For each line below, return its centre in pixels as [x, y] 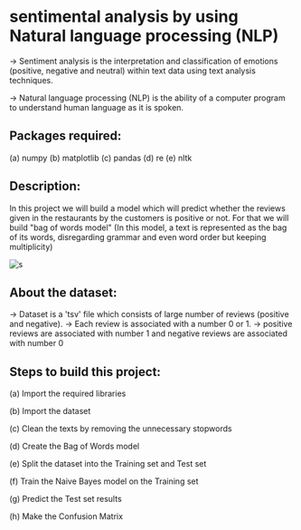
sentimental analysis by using [124, 17]
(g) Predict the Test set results [66, 499]
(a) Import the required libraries [68, 394]
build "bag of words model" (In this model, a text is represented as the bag [148, 227]
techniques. [31, 80]
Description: [45, 186]
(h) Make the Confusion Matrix [66, 516]
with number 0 [37, 343]
